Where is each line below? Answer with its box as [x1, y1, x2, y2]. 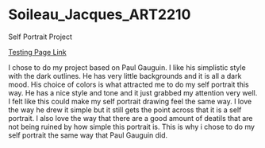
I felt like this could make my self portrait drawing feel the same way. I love [8, 96, 252, 106]
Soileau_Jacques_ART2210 [8, 6, 191, 24]
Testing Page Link [8, 47, 67, 56]
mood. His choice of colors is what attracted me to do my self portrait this [8, 80, 249, 89]
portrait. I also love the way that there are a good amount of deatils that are [8, 113, 253, 123]
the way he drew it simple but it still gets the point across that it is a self [8, 105, 242, 115]
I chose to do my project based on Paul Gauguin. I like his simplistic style [8, 62, 246, 72]
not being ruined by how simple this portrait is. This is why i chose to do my [8, 122, 255, 131]
